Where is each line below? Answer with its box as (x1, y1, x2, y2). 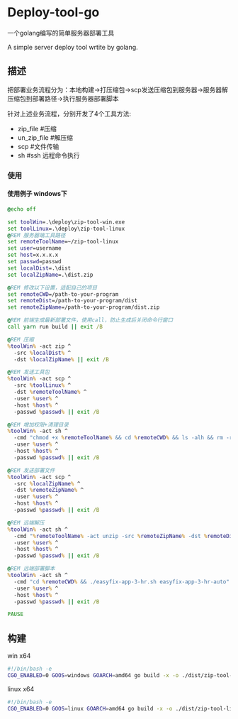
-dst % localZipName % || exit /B (13, 356, 110, 363)
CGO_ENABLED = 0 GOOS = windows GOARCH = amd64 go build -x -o (7, 671, 179, 679)
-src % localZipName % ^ (13, 480, 81, 487)
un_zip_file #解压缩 (17, 133, 73, 142)
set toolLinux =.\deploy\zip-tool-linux (7, 225, 125, 232)
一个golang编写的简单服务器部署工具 (7, 28, 115, 37)
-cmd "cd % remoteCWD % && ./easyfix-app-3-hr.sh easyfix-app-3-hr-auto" (13, 578, 230, 586)
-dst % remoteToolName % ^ (13, 388, 87, 395)
